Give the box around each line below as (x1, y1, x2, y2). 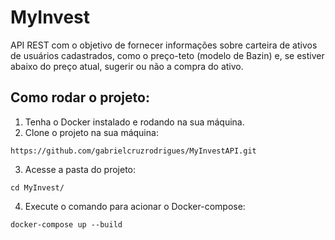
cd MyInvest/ (10, 182, 65, 193)
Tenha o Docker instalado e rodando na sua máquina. (24, 116, 245, 128)
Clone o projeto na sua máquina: (24, 126, 159, 138)
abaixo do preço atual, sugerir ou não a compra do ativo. (10, 60, 244, 72)
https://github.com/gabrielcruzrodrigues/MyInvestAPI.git (10, 146, 257, 156)
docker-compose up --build (10, 219, 123, 230)
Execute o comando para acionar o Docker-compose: (24, 200, 246, 212)
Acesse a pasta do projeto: (24, 163, 137, 175)
